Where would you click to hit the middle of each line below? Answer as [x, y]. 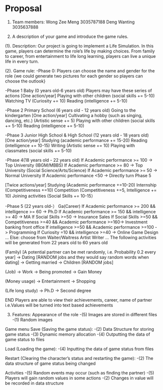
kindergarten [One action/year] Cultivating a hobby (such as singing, [74, 115]
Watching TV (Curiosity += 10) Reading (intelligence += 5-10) [66, 101]
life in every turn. [22, 61]
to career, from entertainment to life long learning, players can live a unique [81, 56]
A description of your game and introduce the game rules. [70, 36]
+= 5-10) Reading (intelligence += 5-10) [45, 126]
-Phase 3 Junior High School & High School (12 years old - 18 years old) [77, 135]
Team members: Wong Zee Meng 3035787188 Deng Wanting [73, 22]
